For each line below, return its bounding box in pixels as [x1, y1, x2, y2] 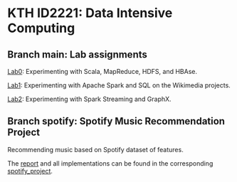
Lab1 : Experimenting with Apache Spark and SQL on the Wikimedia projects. [7, 81, 231, 90]
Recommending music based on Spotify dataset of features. [7, 145, 184, 154]
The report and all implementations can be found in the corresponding [7, 159, 214, 168]
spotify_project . [7, 166, 53, 175]
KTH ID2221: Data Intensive [7, 5, 173, 21]
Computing [7, 20, 75, 36]
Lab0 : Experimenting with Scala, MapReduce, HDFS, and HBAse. [7, 68, 198, 75]
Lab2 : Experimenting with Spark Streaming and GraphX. [7, 95, 172, 103]
